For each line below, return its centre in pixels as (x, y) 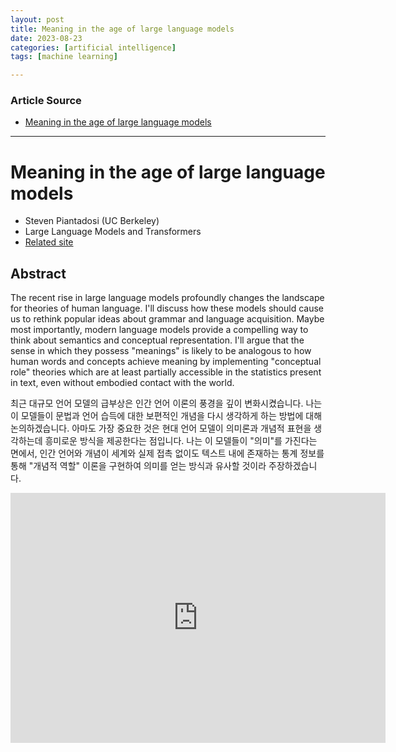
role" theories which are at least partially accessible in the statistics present (166, 372)
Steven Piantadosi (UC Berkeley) (92, 221)
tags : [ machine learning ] (64, 57)
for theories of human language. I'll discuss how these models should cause (167, 308)
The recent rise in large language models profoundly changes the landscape (167, 298)
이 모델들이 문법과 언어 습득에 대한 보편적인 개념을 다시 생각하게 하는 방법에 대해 (166, 416)
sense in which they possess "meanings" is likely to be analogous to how (161, 351)
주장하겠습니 (293, 466)
